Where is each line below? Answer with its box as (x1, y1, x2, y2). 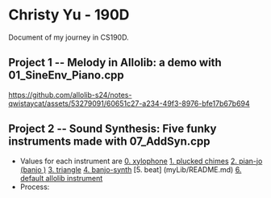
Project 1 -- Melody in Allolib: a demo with (8, 56, 222, 70)
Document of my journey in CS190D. (8, 32, 129, 42)
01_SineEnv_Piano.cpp (8, 69, 125, 82)
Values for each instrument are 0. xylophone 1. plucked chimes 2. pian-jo (19, 156, 263, 166)
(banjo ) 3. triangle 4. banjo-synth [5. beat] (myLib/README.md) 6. (19, 164, 242, 175)
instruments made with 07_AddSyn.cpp (8, 135, 211, 149)
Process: (19, 182, 50, 192)
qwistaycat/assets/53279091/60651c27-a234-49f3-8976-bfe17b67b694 (8, 99, 250, 108)
